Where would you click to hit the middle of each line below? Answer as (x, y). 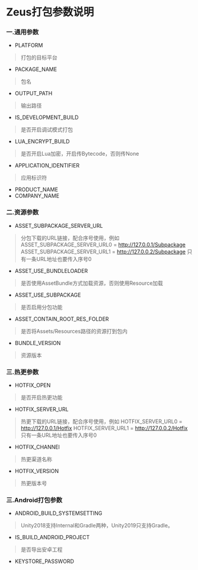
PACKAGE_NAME (36, 69)
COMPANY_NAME (37, 196)
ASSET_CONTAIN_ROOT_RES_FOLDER (62, 319)
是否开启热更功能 (41, 398)
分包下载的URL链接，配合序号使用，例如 (70, 238)
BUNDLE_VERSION (38, 343)
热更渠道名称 (36, 459)
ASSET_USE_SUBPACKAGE (48, 295)
